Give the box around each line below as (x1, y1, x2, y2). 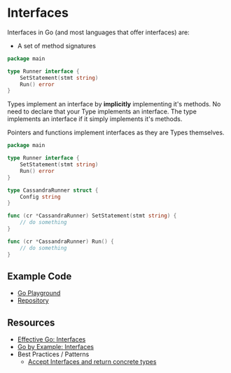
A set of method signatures (17, 41, 97, 50)
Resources (7, 316, 55, 328)
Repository (17, 296, 49, 305)
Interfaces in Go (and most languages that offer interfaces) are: (7, 28, 190, 36)
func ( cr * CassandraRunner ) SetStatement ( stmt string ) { (7, 212, 177, 220)
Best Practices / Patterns (17, 350, 90, 358)
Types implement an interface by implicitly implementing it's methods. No (7, 100, 221, 108)
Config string (20, 193, 61, 200)
